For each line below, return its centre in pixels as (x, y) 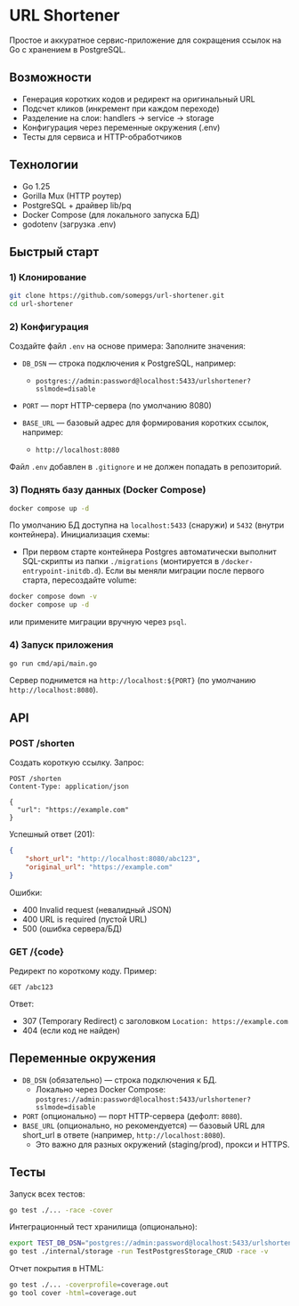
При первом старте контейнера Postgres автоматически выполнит (149, 552)
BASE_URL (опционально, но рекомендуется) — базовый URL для (143, 1125)
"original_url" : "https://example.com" (99, 867)
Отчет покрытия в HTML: (57, 1269)
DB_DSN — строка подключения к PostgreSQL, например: (129, 363)
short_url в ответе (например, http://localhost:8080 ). (124, 1134)
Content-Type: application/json (69, 787)
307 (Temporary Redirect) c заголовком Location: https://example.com (155, 1020)
